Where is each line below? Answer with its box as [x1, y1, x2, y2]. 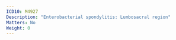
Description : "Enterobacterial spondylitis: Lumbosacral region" [6, 14, 171, 20]
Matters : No [6, 19, 36, 25]
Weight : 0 [6, 25, 31, 31]
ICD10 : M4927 [6, 8, 39, 15]
